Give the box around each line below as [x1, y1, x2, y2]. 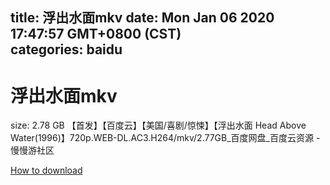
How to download [10, 164, 83, 177]
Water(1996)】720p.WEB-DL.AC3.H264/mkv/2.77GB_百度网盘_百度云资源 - [10, 132, 321, 144]
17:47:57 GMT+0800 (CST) [10, 26, 182, 43]
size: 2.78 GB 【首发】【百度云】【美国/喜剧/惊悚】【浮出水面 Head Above [10, 119, 307, 132]
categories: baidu [10, 41, 123, 58]
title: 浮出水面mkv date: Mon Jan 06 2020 [10, 9, 275, 27]
